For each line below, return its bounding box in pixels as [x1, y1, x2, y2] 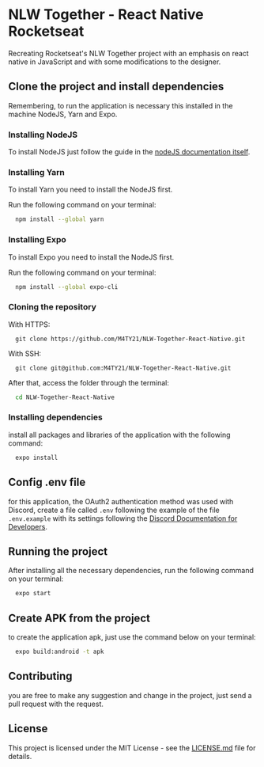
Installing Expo [8, 234, 66, 245]
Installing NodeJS [8, 129, 78, 140]
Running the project [8, 545, 108, 558]
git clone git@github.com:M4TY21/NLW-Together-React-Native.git [15, 364, 232, 372]
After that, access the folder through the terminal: [8, 378, 170, 387]
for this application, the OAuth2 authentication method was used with [8, 496, 234, 506]
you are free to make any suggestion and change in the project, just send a [8, 690, 252, 700]
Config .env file [8, 476, 86, 489]
